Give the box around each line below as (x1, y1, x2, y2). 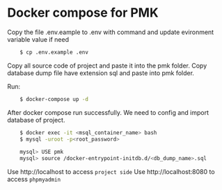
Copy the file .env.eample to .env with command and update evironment (7, 28, 214, 36)
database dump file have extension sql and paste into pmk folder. (7, 68, 195, 77)
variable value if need (7, 35, 70, 43)
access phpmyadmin (7, 175, 61, 184)
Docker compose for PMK (7, 5, 159, 21)
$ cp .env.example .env (19, 49, 89, 56)
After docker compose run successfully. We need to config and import (7, 108, 209, 116)
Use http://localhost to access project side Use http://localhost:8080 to (7, 168, 215, 176)
